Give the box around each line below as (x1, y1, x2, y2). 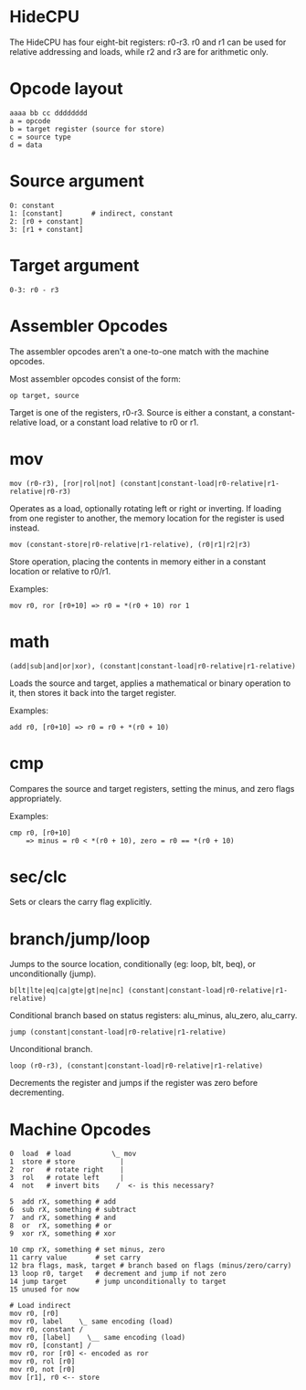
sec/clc (9, 866, 68, 887)
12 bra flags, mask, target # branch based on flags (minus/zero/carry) (9, 1261, 292, 1270)
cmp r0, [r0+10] (9, 828, 71, 837)
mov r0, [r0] (9, 1309, 59, 1319)
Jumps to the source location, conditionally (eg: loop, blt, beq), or (9, 959, 256, 970)
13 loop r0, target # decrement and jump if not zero (9, 1269, 227, 1279)
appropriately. (9, 793, 62, 804)
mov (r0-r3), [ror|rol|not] (9, 479, 117, 488)
